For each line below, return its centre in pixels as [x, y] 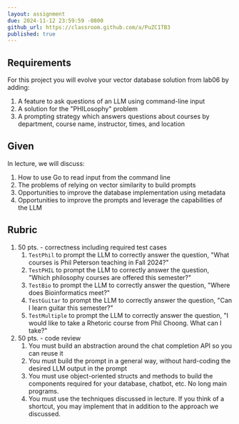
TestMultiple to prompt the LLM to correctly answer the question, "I [128, 315]
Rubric [22, 230]
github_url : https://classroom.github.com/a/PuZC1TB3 [89, 27]
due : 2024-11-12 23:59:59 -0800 [55, 21]
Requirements [39, 62]
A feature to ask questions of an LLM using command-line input [111, 101]
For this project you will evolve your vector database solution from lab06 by [118, 80]
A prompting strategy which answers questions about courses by [113, 117]
